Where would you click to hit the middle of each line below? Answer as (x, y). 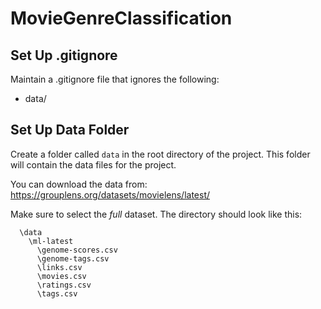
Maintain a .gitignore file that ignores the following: (115, 79)
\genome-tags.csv (73, 258)
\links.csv (59, 267)
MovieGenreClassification (121, 18)
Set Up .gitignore (64, 55)
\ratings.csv (64, 285)
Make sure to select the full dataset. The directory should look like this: (156, 214)
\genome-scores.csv (77, 250)
